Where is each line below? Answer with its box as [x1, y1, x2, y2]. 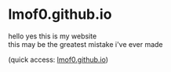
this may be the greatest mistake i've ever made [8, 39, 163, 49]
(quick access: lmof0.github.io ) [8, 55, 108, 64]
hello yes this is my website [8, 31, 97, 41]
